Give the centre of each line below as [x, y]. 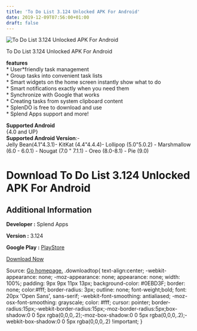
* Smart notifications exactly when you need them [68, 89]
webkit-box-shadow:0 [33, 321]
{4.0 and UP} [22, 132]
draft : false [22, 23]
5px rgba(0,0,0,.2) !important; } [104, 321]
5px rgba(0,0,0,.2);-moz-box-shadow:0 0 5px [93, 315]
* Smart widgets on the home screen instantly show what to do [84, 82]
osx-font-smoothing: [32, 302]
